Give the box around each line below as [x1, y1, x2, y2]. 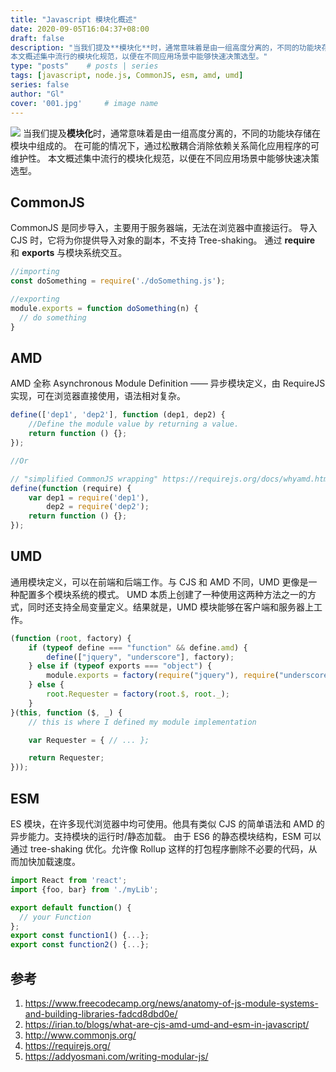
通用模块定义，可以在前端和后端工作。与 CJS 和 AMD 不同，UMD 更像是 [10, 576, 309, 588]
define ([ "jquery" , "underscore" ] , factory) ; [46, 652, 235, 662]
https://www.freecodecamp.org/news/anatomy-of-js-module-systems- [24, 997, 319, 1009]
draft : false [10, 33, 65, 43]
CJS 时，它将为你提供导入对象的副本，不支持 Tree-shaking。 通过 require [10, 234, 316, 246]
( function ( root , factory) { [10, 633, 132, 643]
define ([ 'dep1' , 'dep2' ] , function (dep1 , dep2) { [10, 410, 226, 420]
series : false [10, 80, 70, 90]
